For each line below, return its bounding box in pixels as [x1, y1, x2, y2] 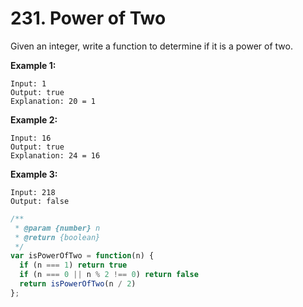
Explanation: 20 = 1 [10, 96, 97, 106]
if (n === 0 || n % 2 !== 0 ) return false [19, 270, 199, 280]
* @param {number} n [14, 223, 101, 233]
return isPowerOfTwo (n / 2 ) [19, 279, 137, 289]
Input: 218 [10, 187, 56, 197]
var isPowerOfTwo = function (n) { [10, 251, 155, 261]
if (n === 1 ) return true [19, 260, 128, 271]
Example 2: [10, 113, 58, 126]
